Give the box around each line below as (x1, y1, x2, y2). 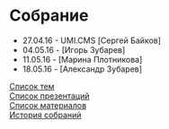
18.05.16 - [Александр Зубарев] (22, 64, 142, 74)
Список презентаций (9, 90, 90, 101)
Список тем (9, 81, 55, 91)
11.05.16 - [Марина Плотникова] (22, 54, 143, 64)
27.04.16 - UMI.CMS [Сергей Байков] (22, 35, 162, 46)
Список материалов (9, 99, 87, 110)
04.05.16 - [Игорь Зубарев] (22, 44, 126, 55)
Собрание (9, 5, 89, 26)
